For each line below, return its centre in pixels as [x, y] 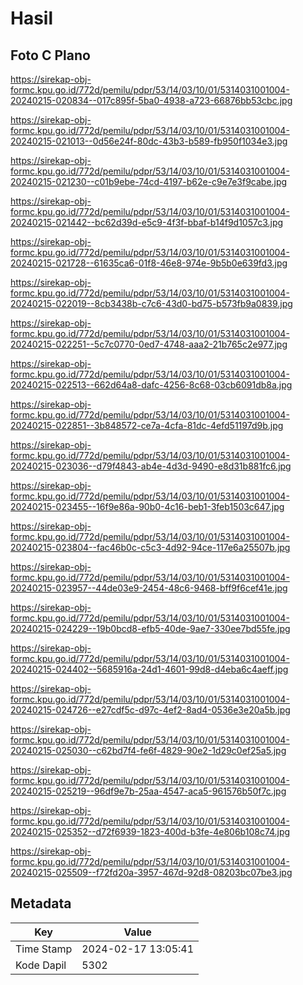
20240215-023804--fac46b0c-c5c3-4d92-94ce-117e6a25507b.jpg [150, 547]
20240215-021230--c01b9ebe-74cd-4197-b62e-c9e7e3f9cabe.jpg [149, 181]
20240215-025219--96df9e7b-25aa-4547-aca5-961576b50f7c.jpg [148, 791]
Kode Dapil [41, 965]
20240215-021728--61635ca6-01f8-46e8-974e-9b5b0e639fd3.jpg [149, 263]
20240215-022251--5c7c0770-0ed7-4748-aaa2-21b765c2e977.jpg [149, 344]
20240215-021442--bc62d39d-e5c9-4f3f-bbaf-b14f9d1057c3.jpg [147, 222]
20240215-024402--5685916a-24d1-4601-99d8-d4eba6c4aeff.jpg [149, 669]
